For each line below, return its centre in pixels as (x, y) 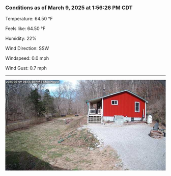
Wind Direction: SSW (27, 48)
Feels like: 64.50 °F (25, 29)
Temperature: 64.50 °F (29, 19)
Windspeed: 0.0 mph (27, 58)
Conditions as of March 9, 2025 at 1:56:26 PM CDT (69, 8)
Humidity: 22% (21, 39)
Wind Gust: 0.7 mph (26, 68)
